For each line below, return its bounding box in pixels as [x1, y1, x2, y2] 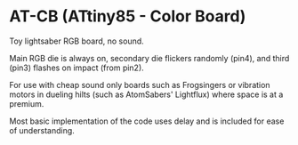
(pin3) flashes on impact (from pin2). [9, 62, 144, 73]
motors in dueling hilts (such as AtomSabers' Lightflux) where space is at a [9, 89, 284, 100]
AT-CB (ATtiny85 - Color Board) [9, 6, 246, 27]
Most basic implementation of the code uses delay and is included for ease [9, 116, 285, 126]
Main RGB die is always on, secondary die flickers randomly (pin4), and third [9, 52, 290, 63]
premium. [9, 98, 44, 109]
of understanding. [9, 125, 76, 135]
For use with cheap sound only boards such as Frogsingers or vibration [9, 79, 270, 90]
